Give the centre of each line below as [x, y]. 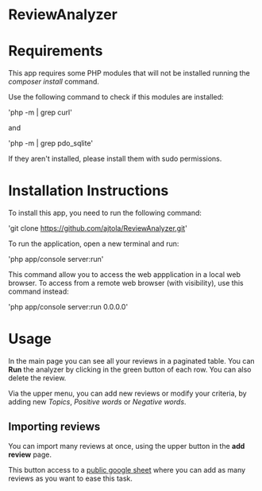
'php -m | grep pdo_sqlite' [51, 143]
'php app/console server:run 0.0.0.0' [68, 307]
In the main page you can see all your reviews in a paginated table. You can [132, 361]
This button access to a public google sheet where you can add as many [127, 470]
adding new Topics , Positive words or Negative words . [97, 402]
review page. [30, 454]
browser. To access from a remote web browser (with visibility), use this [126, 283]
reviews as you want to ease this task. [70, 478]
